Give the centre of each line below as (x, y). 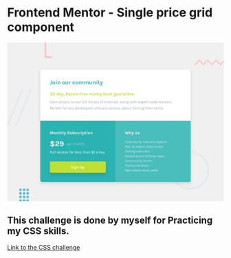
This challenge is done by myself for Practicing (110, 220)
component (41, 27)
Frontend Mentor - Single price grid (110, 13)
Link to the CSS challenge (44, 248)
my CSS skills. (38, 231)
